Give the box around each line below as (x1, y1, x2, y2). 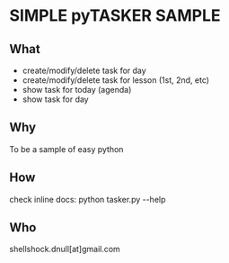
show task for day (22, 94, 89, 104)
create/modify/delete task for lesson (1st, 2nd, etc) (22, 75, 209, 86)
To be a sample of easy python (9, 143, 124, 154)
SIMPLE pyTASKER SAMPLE (9, 5, 222, 26)
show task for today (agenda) (22, 85, 132, 95)
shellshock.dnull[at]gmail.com (9, 244, 121, 255)
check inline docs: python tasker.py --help (9, 194, 166, 204)
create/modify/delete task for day (22, 65, 146, 76)
